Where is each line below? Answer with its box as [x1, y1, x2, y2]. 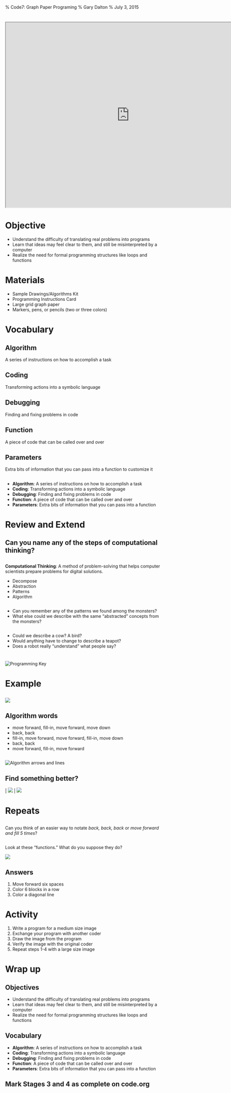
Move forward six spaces [12, 881, 64, 887]
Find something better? [5, 774, 78, 782]
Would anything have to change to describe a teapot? [12, 638, 121, 644]
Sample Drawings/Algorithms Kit [12, 291, 78, 297]
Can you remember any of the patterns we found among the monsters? [12, 608, 157, 614]
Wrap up [5, 964, 41, 975]
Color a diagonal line [12, 891, 54, 898]
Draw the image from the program [12, 935, 82, 941]
